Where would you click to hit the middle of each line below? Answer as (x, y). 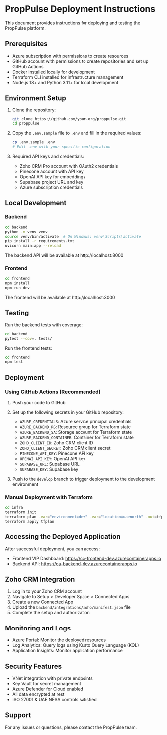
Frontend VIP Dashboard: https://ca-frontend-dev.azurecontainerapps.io (87, 558)
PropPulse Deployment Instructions (80, 9)
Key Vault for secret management (46, 684)
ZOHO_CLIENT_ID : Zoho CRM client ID (56, 443)
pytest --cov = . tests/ (29, 339)
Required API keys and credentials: (48, 157)
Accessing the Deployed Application (63, 537)
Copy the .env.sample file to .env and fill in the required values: (77, 133)
